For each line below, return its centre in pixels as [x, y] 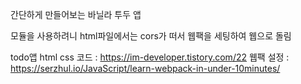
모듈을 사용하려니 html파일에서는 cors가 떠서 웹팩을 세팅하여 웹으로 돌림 [151, 36]
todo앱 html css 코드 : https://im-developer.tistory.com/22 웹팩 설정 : [150, 57]
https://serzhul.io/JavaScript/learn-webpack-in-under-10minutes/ [145, 68]
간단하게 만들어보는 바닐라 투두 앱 [76, 14]
